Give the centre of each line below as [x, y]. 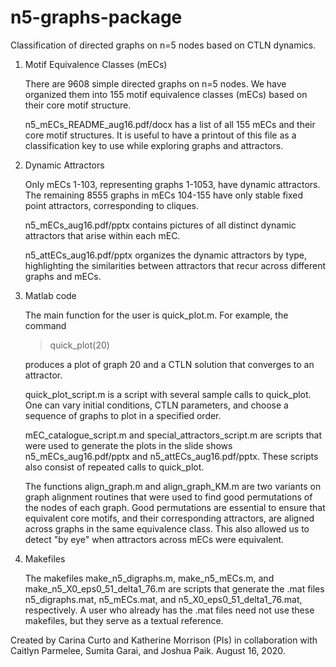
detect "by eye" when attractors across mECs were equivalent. [154, 539]
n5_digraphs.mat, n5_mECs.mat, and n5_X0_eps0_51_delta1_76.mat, [163, 599]
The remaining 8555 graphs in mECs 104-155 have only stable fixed [164, 195]
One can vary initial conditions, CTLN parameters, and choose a [156, 405]
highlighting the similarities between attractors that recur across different [175, 265]
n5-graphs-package [96, 17]
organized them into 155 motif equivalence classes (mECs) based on [166, 94]
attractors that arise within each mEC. [102, 235]
